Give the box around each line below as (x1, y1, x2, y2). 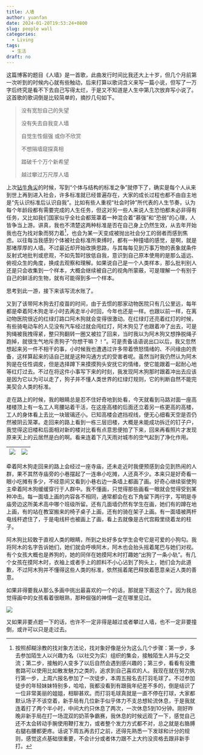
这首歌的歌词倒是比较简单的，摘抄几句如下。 (6, 94, 118, 101)
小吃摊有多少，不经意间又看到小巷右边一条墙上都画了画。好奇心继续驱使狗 (11, 478, 197, 485)
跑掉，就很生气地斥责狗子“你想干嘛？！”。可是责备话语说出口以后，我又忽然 (6, 338, 196, 345)
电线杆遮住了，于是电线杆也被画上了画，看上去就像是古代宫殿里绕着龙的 (6, 516, 186, 523)
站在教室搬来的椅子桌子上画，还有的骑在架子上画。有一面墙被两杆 (32, 508, 197, 515)
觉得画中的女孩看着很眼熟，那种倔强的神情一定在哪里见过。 (6, 594, 155, 602)
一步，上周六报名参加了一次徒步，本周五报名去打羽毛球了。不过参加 (25, 675, 195, 682)
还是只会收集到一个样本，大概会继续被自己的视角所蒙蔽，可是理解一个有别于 (6, 267, 197, 274)
